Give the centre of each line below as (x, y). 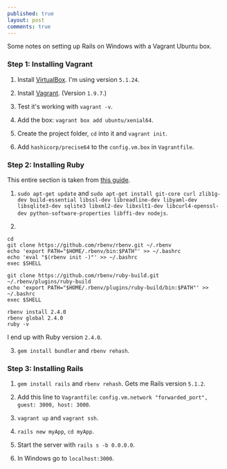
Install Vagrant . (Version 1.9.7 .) (62, 93)
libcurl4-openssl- (192, 206)
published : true (30, 14)
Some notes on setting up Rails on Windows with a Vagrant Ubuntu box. (110, 47)
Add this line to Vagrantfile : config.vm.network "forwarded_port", (112, 397)
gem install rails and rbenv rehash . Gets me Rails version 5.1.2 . (111, 384)
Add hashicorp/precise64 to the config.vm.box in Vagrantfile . (106, 147)
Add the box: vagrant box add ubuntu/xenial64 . (85, 120)
